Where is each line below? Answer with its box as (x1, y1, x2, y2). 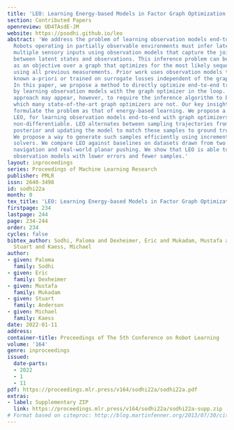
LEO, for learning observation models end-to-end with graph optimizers (13, 114, 229, 121)
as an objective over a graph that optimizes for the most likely (13, 62, 210, 69)
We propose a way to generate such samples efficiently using (13, 133, 198, 140)
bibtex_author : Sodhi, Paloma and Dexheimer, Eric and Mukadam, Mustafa (7, 237, 223, 244)
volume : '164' (7, 341, 49, 348)
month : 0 (7, 192, 33, 199)
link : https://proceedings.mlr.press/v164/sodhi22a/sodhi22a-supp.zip (13, 406, 223, 413)
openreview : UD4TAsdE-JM (7, 23, 79, 30)
